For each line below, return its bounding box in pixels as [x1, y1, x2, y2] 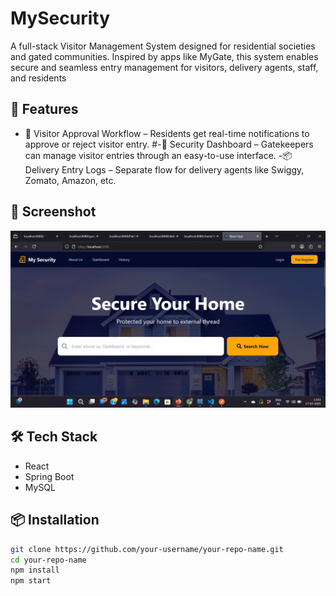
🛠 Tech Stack [10, 428, 98, 446]
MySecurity [10, 7, 110, 30]
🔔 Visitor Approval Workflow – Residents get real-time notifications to [24, 127, 310, 139]
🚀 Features [10, 101, 79, 118]
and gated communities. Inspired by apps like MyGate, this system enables [10, 50, 319, 62]
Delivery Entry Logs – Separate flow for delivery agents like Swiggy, [24, 163, 305, 176]
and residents [10, 72, 67, 84]
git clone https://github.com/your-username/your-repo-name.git [10, 544, 284, 554]
